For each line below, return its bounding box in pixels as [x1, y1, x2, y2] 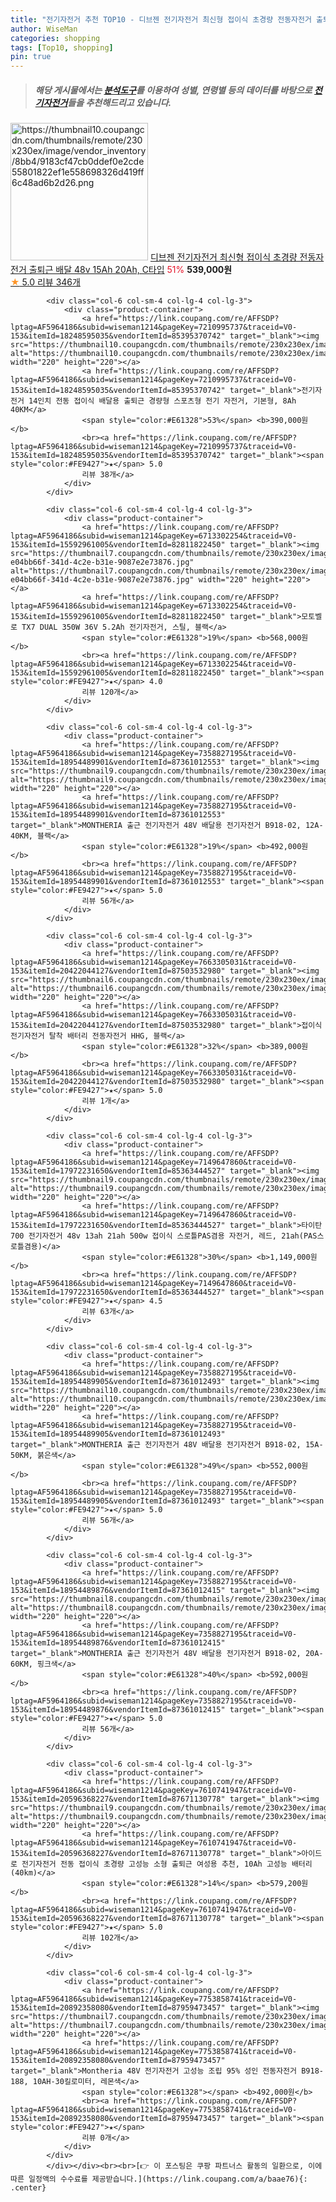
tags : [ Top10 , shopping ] [10, 42, 114, 53]
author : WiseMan [10, 24, 78, 34]
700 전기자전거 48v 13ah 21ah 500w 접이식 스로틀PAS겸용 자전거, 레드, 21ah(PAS [10, 1231, 318, 1241]
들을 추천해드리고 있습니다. [67, 96, 172, 108]
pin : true [10, 52, 52, 62]
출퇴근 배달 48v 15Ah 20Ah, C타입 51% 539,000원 [28, 264, 233, 276]
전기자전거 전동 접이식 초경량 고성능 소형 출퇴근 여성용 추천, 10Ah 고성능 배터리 [21, 1859, 313, 1870]
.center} [10, 2183, 47, 2193]
